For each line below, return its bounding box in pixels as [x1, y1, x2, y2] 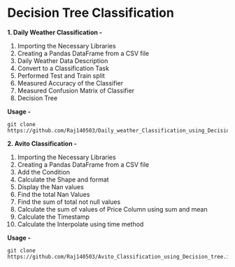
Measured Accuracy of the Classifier [17, 78, 124, 87]
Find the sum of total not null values [17, 198, 121, 206]
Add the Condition [17, 167, 70, 176]
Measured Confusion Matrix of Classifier [17, 86, 135, 95]
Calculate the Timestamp [17, 212, 90, 221]
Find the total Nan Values [17, 190, 90, 198]
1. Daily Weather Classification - [7, 28, 103, 36]
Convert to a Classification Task [17, 64, 110, 72]
